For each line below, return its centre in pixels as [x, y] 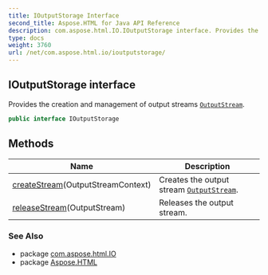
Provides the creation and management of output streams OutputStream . [126, 104]
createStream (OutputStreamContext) [82, 184]
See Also [26, 236]
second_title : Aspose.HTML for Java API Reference [94, 23]
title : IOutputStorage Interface [64, 16]
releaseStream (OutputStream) [69, 207]
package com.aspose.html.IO [68, 253]
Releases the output [196, 202]
